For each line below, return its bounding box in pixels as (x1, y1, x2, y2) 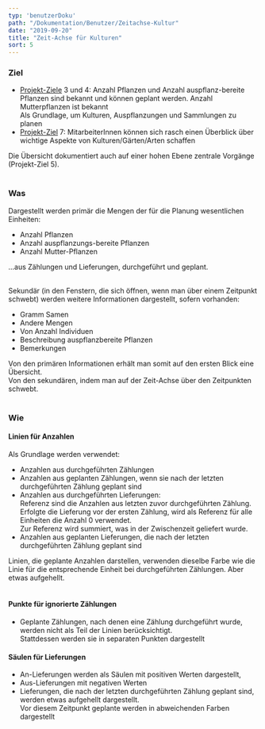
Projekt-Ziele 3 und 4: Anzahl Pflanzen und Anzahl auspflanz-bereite (19, 85, 245, 95)
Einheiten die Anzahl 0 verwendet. (19, 515, 132, 524)
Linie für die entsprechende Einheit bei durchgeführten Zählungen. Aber (8, 564, 244, 574)
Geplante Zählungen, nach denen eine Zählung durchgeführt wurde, (19, 617, 244, 627)
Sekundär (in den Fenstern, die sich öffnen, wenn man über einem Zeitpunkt (8, 286, 258, 295)
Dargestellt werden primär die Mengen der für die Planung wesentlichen (8, 205, 244, 215)
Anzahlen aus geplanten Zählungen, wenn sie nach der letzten (19, 473, 225, 482)
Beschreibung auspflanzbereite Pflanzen (19, 335, 153, 344)
